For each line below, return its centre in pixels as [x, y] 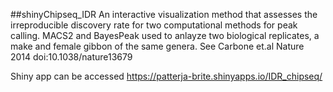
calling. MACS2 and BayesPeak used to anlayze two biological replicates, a [165, 35]
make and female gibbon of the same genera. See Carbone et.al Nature [157, 46]
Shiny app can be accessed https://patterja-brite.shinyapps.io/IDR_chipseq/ [166, 76]
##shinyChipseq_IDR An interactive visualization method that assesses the [164, 14]
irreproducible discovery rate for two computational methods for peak [154, 25]
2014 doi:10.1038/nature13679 [71, 57]
